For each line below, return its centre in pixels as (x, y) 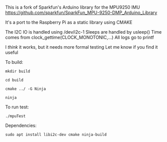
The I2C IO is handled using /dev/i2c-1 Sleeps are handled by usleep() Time (83, 32)
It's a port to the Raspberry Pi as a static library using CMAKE (69, 22)
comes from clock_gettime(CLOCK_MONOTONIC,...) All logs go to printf (80, 37)
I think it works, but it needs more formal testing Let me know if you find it (81, 47)
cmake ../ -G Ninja (26, 89)
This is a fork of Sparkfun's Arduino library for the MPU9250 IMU (73, 7)
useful (12, 52)
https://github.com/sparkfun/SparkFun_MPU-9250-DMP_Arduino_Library (81, 13)
